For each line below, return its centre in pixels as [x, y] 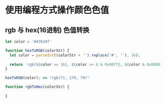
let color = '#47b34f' [28, 42]
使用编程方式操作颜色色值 [57, 10]
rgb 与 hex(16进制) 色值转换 [47, 30]
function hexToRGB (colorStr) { [37, 51]
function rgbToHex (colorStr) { [37, 87]
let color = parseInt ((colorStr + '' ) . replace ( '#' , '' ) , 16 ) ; [75, 55]
